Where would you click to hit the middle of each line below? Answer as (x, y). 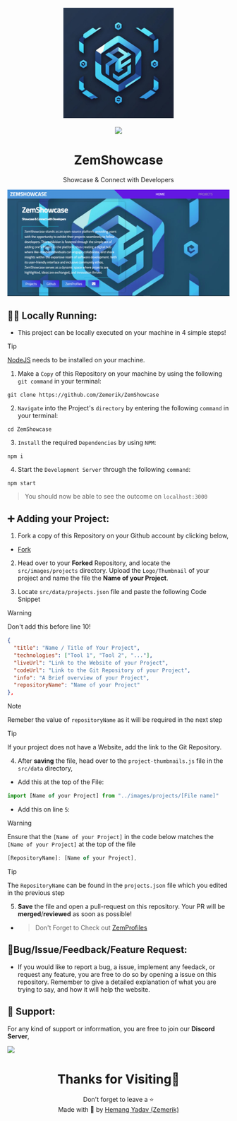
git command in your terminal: (59, 381)
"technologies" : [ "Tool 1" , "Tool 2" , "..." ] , (83, 655)
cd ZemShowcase (30, 429)
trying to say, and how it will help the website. (84, 989)
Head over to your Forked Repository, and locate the (94, 563)
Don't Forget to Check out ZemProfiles (91, 927)
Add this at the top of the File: (61, 782)
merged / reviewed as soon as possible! (75, 914)
